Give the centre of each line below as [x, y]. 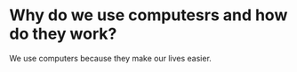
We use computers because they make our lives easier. [110, 58]
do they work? [63, 34]
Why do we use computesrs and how [148, 15]
